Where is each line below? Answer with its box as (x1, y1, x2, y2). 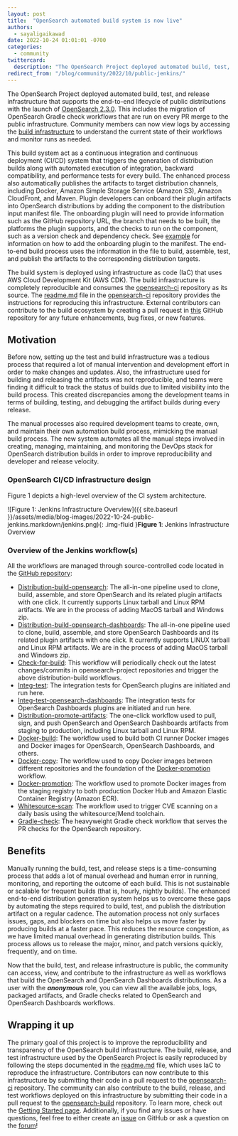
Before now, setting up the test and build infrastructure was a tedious (7, 353, 210, 361)
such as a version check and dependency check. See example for (7, 232, 200, 240)
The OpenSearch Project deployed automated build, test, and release (7, 90, 210, 98)
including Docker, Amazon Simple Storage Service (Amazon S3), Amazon (7, 186, 222, 195)
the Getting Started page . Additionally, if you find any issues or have (7, 1106, 207, 1115)
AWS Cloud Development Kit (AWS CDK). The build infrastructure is (7, 275, 205, 284)
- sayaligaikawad (13, 30, 65, 38)
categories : (7, 43, 43, 50)
